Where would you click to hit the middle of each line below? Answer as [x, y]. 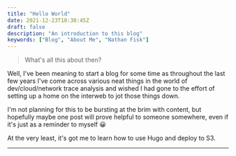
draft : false [26, 27]
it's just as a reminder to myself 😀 [57, 124]
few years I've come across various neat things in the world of [97, 81]
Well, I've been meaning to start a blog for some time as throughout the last [116, 74]
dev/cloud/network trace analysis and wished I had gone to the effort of [111, 89]
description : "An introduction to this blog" [75, 33]
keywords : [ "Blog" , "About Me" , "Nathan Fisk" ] [78, 40]
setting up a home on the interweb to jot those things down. [94, 96]
